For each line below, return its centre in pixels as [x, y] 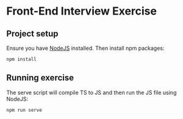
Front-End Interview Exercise [82, 11]
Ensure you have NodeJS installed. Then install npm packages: [85, 48]
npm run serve [24, 110]
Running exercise [40, 78]
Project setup [33, 34]
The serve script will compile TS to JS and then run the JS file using [91, 92]
